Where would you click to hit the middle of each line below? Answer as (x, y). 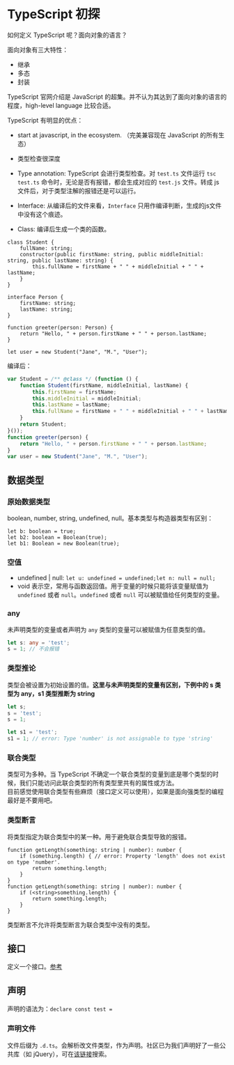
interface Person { (36, 297)
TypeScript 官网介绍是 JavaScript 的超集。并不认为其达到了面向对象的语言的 (117, 96)
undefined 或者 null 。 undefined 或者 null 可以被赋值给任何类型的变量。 (120, 595)
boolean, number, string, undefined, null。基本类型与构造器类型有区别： (110, 518)
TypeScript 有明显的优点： (45, 120)
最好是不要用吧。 (32, 800)
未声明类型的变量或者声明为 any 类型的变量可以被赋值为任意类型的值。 (108, 629)
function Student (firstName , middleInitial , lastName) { (104, 385)
